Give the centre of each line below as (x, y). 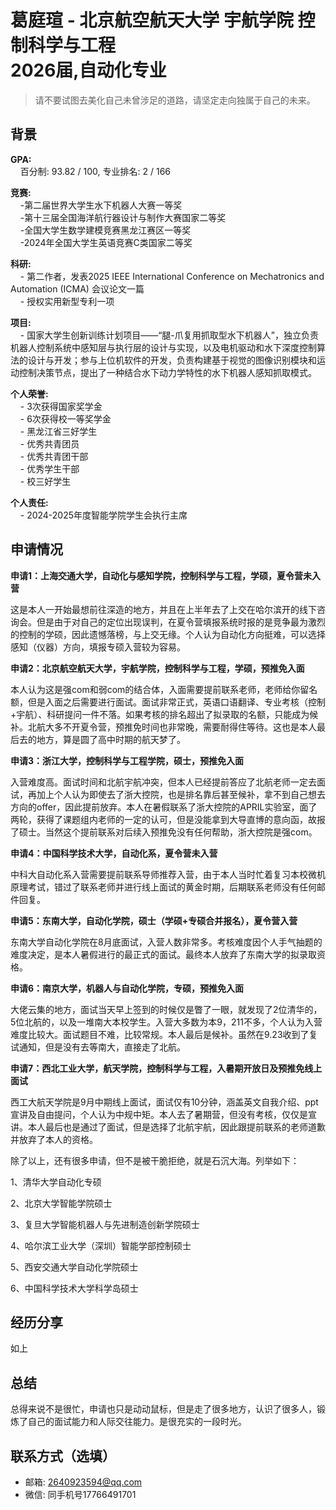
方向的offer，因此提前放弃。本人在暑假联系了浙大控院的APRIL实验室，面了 (164, 807)
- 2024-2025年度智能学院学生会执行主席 (103, 515)
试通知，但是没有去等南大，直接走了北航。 (98, 1047)
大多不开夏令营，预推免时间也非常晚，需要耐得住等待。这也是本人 (180, 727)
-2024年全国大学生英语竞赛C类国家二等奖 (106, 242)
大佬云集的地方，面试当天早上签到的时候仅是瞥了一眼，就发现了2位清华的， (166, 1009)
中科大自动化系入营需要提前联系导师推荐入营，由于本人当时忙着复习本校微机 (168, 874)
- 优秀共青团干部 (54, 456)
